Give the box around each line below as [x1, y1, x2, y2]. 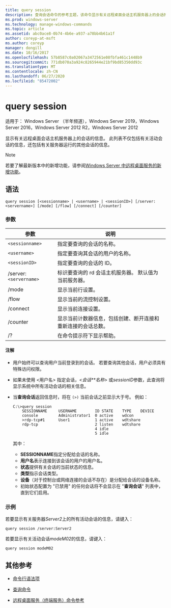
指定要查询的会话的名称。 [57, 240, 119, 247]
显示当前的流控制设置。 [57, 296, 113, 303]
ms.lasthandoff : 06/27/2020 [5, 74, 65, 79]
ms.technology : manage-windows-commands [5, 21, 93, 27]
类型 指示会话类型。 [20, 470, 61, 477]
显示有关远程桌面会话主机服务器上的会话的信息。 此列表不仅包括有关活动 [5, 135, 158, 141]
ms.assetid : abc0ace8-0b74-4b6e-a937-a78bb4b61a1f [5, 31, 115, 36]
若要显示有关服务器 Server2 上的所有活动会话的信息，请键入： [5, 516, 133, 522]
